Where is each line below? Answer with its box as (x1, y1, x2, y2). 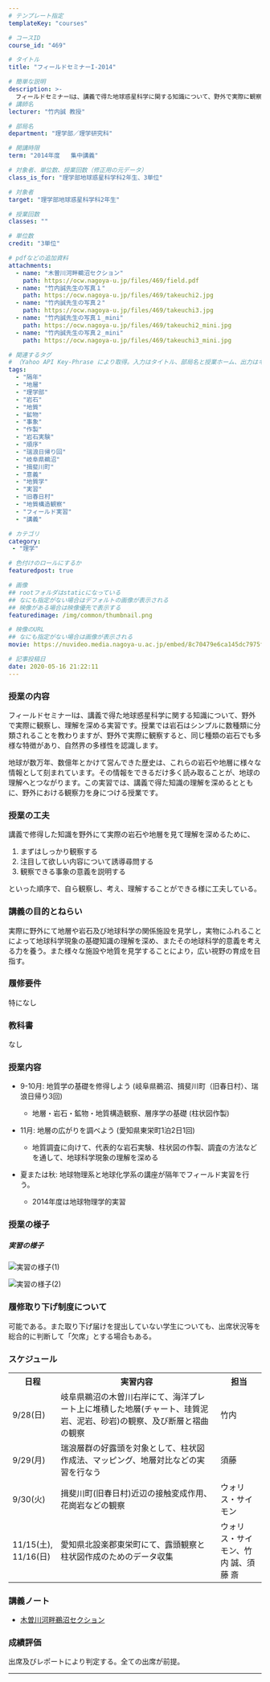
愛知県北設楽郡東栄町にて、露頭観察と (60, 1539, 206, 1550)
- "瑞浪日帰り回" (15, 448, 67, 456)
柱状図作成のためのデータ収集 (60, 1551, 174, 1562)
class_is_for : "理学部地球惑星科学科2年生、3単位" (8, 174, 163, 182)
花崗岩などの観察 (60, 1499, 126, 1511)
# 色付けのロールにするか (8, 560, 82, 568)
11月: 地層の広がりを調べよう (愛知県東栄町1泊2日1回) (19, 1126, 195, 1135)
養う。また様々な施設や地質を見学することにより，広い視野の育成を (29, 946, 254, 955)
